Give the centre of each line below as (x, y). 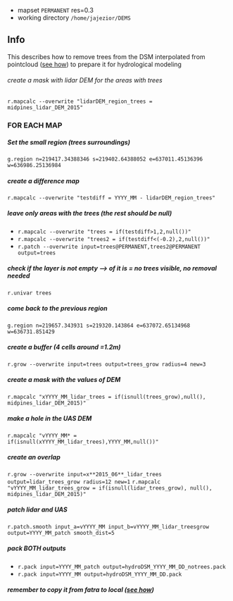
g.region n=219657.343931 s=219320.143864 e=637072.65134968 (99, 326)
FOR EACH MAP (35, 125)
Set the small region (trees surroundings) (69, 142)
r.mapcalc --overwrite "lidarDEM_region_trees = (80, 101)
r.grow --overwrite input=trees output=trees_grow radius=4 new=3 (107, 364)
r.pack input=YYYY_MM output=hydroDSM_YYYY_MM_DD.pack (100, 574)
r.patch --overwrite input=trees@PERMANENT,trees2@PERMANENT (109, 247)
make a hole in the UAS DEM (50, 419)
